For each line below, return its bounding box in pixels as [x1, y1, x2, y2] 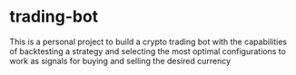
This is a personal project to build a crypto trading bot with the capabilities [9, 36, 288, 47]
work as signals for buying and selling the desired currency [9, 55, 232, 66]
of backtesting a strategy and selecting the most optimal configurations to [9, 45, 286, 56]
